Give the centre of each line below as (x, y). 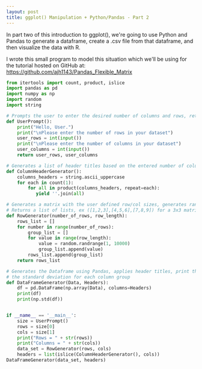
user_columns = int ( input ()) (54, 150)
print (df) (29, 294)
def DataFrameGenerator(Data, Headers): (58, 282)
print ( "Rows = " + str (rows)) (55, 338)
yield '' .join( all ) (60, 194)
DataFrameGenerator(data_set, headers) (56, 360)
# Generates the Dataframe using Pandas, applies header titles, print (98, 271)
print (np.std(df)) (40, 299)
